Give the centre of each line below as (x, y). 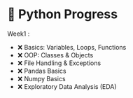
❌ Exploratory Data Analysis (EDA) (67, 86)
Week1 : (19, 34)
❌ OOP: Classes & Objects (55, 55)
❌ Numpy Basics (41, 78)
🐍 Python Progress (62, 14)
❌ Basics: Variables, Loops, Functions (72, 47)
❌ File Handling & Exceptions (59, 63)
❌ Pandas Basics (42, 71)
